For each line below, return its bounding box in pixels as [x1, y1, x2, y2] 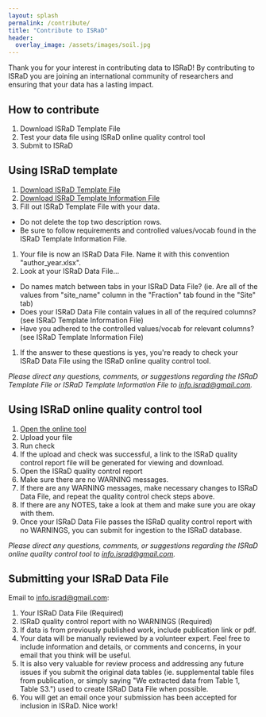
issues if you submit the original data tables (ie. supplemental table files [19, 668, 254, 677]
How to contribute [8, 102, 100, 116]
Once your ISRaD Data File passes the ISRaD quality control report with [19, 517, 253, 526]
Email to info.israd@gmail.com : [8, 593, 110, 603]
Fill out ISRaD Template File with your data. [19, 202, 160, 211]
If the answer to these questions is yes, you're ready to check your [19, 347, 238, 357]
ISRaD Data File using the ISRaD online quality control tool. [19, 356, 211, 365]
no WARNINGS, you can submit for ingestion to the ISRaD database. [19, 525, 242, 534]
